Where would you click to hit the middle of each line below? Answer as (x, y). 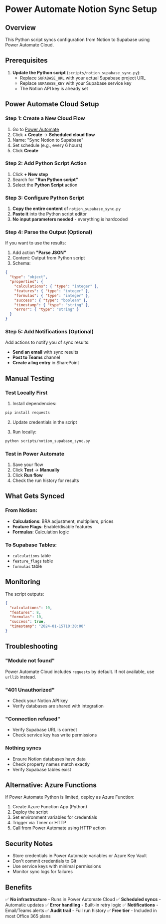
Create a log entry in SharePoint (46, 363)
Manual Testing (30, 378)
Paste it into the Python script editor (50, 214)
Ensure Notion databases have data (49, 759)
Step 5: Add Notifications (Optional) (49, 331)
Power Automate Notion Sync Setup (81, 9)
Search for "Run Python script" (45, 179)
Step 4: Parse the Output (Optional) (49, 232)
